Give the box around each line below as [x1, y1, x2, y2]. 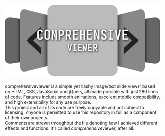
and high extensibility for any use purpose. [5, 99, 92, 105]
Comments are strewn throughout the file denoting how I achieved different [5, 120, 158, 126]
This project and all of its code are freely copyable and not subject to [5, 105, 145, 110]
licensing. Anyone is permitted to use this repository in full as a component [5, 109, 157, 115]
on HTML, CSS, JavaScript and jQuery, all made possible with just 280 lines [5, 89, 158, 95]
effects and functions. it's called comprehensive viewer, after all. [5, 125, 135, 131]
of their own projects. [5, 115, 49, 121]
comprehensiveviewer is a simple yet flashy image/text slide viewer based [5, 83, 156, 89]
